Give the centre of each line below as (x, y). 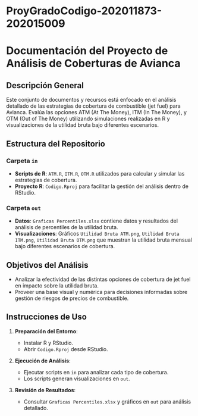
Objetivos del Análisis (47, 265)
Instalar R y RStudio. (48, 343)
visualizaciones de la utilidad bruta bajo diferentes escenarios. (83, 125)
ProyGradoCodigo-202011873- (84, 11)
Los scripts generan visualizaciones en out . (77, 379)
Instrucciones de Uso (47, 317)
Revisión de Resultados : (45, 390)
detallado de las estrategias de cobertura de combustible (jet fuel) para (94, 106)
